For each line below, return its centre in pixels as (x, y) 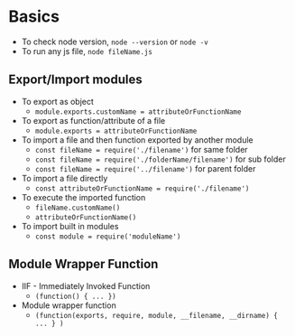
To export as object (57, 101)
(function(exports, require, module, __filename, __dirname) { (157, 315)
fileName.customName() (78, 208)
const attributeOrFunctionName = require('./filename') (142, 188)
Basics (34, 17)
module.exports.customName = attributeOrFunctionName (138, 112)
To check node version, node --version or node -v (115, 42)
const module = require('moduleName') (108, 237)
